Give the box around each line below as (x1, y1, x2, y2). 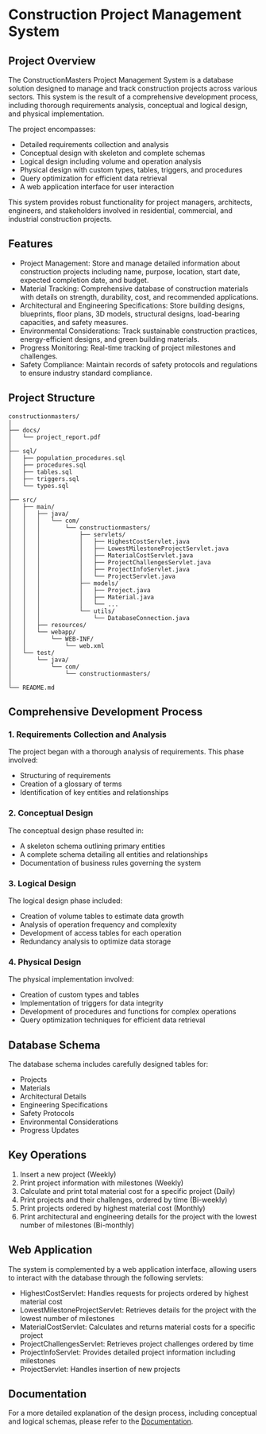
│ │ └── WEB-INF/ (8, 634, 94, 643)
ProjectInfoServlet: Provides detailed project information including (19, 1347, 236, 1357)
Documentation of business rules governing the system (19, 858, 201, 867)
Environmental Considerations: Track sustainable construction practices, (19, 326, 258, 335)
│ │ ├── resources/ (8, 621, 87, 629)
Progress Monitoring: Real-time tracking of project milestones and (19, 343, 237, 352)
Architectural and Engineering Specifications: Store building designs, (19, 300, 245, 310)
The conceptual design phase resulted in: (8, 825, 145, 835)
